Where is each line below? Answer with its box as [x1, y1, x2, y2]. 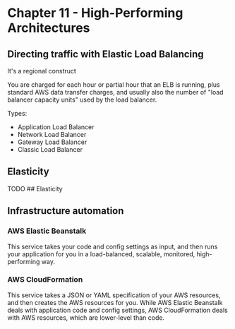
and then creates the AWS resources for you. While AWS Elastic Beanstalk [7, 298, 224, 306]
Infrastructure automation [7, 205, 124, 217]
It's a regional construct [7, 67, 76, 75]
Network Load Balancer [17, 131, 87, 138]
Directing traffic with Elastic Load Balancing [7, 48, 204, 60]
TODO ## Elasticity [7, 184, 63, 193]
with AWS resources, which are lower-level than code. [7, 313, 164, 322]
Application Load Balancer [17, 123, 95, 131]
